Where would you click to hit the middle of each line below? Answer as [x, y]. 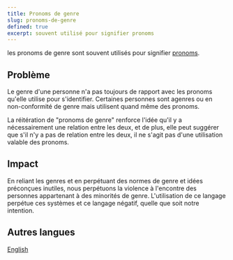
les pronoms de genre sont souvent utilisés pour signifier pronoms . [104, 53]
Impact [23, 164]
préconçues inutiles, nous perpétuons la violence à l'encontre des [102, 188]
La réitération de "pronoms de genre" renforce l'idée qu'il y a [95, 120]
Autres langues [41, 232]
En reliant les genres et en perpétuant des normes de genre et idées [105, 181]
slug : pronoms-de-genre [42, 20]
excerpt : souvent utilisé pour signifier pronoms [81, 33]
